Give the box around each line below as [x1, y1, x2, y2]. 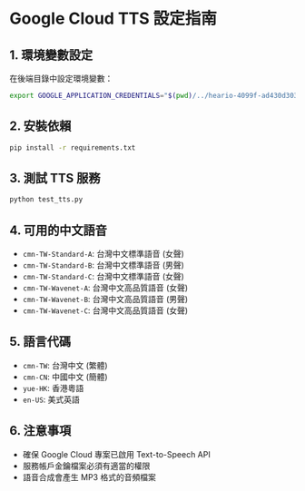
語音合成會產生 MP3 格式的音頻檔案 [22, 471, 156, 482]
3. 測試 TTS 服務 [9, 170, 102, 186]
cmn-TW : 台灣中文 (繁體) [22, 359, 108, 370]
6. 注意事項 [9, 423, 72, 438]
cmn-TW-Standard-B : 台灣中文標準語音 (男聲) [22, 260, 184, 270]
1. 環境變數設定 [9, 47, 93, 63]
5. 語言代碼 [9, 334, 71, 349]
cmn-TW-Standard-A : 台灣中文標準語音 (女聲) [22, 249, 184, 260]
